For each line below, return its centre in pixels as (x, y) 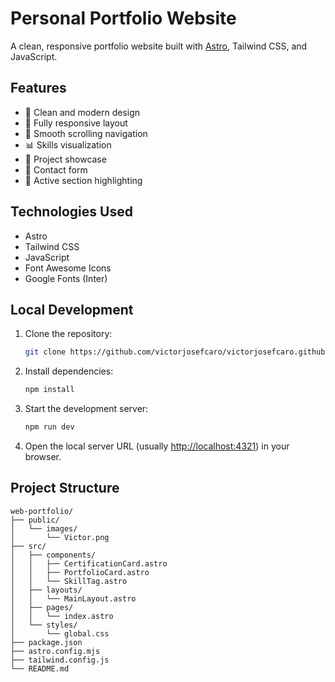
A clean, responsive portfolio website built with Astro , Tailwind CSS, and (159, 46)
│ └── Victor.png (60, 537)
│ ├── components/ (53, 555)
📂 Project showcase (65, 159)
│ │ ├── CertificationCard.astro (89, 563)
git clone (45, 352)
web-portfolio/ (42, 511)
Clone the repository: (68, 334)
